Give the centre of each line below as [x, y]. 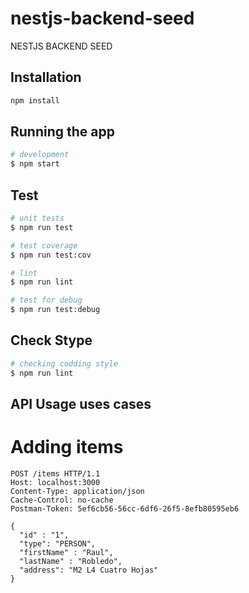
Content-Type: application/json [77, 491]
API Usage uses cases [81, 403]
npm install [35, 100]
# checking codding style [64, 363]
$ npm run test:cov [51, 255]
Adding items [67, 447]
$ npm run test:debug [55, 310]
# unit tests [37, 218]
